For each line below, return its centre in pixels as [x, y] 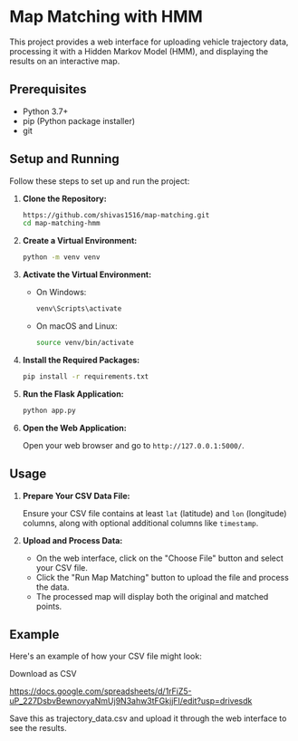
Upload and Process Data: [72, 540]
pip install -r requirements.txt [86, 376]
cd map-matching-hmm [61, 224]
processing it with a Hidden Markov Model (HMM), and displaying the [139, 51]
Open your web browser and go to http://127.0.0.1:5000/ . [133, 445]
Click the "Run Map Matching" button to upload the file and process [163, 577]
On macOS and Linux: [77, 326]
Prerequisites [48, 89]
